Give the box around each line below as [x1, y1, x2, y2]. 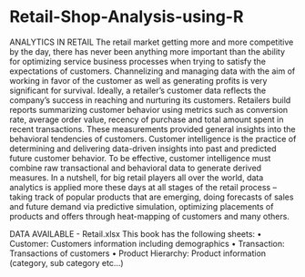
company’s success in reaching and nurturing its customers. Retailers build [9, 94, 291, 106]
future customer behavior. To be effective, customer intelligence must [9, 152, 271, 163]
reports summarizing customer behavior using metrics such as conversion [9, 104, 289, 115]
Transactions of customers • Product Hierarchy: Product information [9, 248, 267, 259]
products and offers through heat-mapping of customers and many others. [9, 210, 290, 221]
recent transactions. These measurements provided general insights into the [9, 123, 296, 134]
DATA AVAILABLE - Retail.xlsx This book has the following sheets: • [9, 228, 262, 239]
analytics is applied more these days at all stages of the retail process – [9, 181, 278, 192]
